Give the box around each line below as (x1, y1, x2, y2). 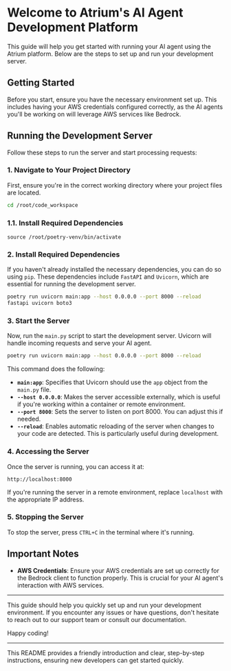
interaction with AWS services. (16, 581, 104, 589)
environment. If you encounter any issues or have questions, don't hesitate (7, 608, 219, 617)
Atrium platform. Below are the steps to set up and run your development (7, 50, 214, 58)
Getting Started (7, 77, 75, 89)
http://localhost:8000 (7, 476, 72, 483)
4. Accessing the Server (7, 447, 89, 457)
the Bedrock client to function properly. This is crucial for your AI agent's (16, 574, 223, 582)
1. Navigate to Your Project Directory (7, 166, 131, 175)
